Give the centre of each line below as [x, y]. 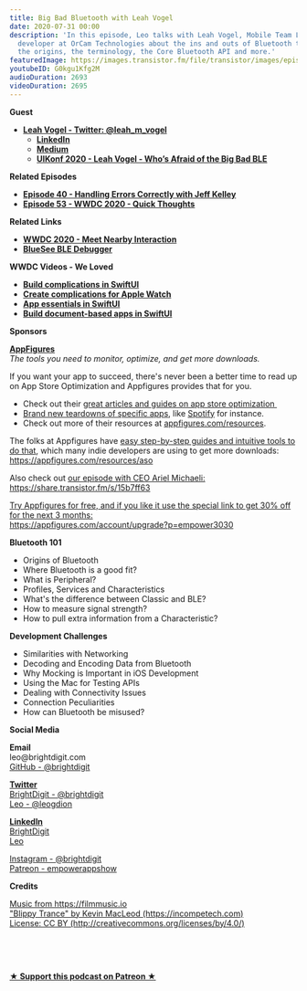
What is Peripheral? [59, 579]
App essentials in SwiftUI [71, 303]
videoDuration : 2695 [49, 86]
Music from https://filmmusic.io [69, 903]
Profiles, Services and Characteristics [94, 589]
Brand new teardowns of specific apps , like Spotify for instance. [143, 413]
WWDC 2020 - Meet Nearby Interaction [100, 239]
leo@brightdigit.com [48, 757]
